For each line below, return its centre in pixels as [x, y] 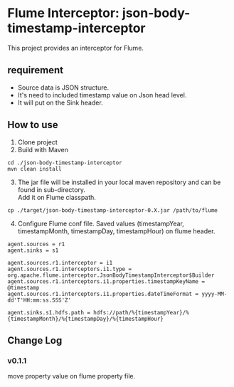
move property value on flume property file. [71, 376]
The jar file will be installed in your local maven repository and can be [119, 182]
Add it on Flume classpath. [57, 197]
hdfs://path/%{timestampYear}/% [142, 312]
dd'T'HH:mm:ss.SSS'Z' [39, 300]
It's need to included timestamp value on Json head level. [102, 95]
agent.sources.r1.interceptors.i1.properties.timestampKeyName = [106, 281]
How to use [33, 125]
